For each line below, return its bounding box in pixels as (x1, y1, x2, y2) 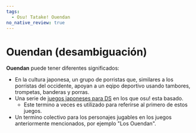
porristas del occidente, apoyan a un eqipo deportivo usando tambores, (14, 82, 191, 89)
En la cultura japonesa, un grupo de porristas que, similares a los (14, 76, 174, 83)
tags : (6, 8, 20, 15)
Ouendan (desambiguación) (6, 45, 147, 59)
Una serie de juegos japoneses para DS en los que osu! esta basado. (14, 95, 184, 102)
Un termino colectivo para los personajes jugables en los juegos (14, 113, 172, 121)
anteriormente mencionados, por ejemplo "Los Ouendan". (14, 120, 156, 127)
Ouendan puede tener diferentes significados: (6, 64, 120, 72)
